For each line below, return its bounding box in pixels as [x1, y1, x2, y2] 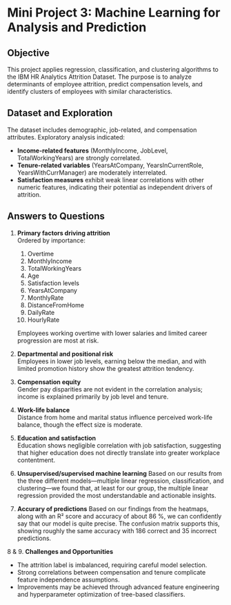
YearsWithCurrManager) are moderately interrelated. [17, 168, 168, 177]
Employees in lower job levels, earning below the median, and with [17, 357, 207, 365]
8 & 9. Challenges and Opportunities [7, 547, 114, 555]
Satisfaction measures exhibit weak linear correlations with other [17, 175, 205, 184]
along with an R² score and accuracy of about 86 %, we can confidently [17, 512, 222, 520]
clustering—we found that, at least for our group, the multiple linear [17, 483, 209, 492]
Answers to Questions [7, 211, 105, 222]
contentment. [17, 456, 56, 464]
